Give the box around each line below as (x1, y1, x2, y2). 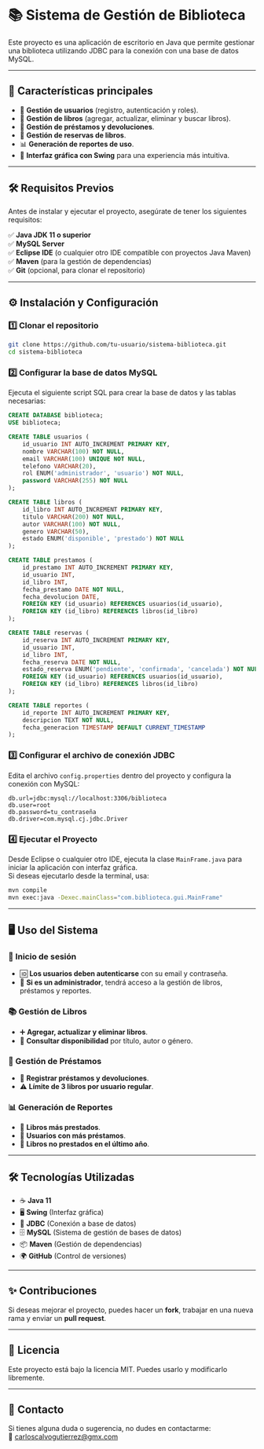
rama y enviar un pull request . (8, 1313, 107, 1322)
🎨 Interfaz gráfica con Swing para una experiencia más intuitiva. (19, 150, 230, 160)
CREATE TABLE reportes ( (8, 701, 90, 710)
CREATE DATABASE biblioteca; (8, 412, 104, 420)
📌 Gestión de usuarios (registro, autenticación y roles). (19, 105, 199, 115)
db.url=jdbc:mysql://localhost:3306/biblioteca (8, 794, 167, 802)
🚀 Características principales (8, 84, 153, 98)
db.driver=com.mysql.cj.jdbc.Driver (8, 815, 128, 823)
